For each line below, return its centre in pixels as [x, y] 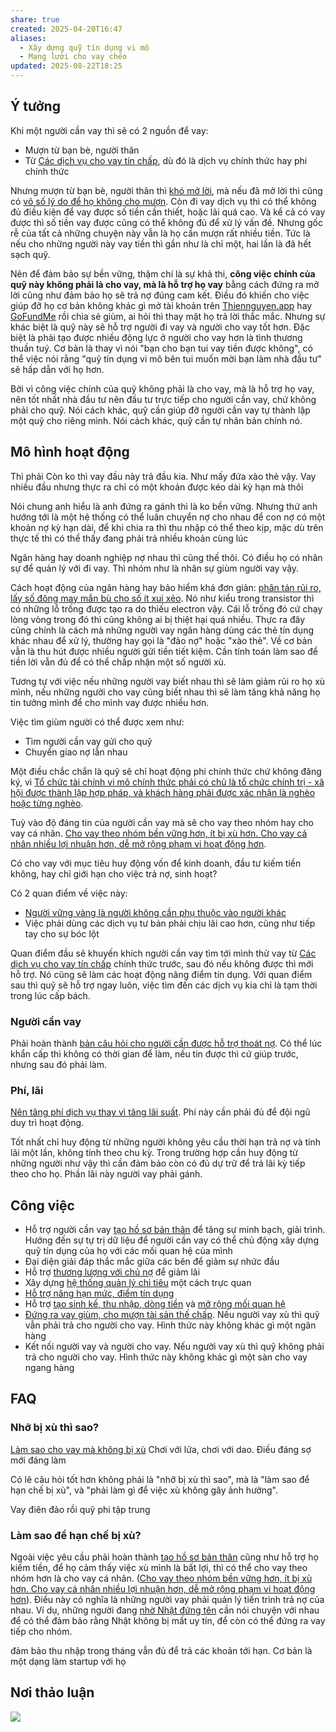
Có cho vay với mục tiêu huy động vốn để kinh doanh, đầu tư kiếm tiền [156, 863]
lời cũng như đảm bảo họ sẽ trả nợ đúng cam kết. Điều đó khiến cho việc [160, 295]
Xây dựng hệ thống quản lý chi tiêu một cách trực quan [138, 1283]
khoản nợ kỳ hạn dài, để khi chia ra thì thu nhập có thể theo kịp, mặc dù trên [167, 527]
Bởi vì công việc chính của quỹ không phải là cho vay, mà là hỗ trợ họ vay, [162, 388]
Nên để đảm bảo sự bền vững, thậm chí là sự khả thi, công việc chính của [163, 273]
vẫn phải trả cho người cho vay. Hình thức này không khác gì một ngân [170, 1325]
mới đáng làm [38, 1460]
